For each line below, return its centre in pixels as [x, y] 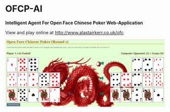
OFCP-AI [24, 9]
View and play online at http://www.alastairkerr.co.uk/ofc [65, 32]
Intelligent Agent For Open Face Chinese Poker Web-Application [74, 23]
